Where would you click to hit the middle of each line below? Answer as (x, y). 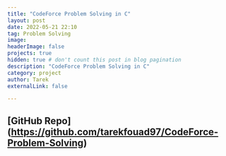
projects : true (30, 54)
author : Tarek (28, 79)
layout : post (26, 20)
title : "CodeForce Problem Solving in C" (69, 14)
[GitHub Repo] (39, 121)
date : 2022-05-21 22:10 (42, 27)
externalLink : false (38, 86)
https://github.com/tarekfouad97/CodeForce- (115, 132)
